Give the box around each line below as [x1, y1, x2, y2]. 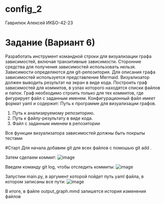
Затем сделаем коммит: [5, 154, 57, 160]
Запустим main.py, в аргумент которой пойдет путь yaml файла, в [5, 173, 144, 179]
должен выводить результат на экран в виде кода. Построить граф [5, 79, 147, 85]
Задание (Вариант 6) [5, 37, 95, 48]
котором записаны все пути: [5, 178, 66, 184]
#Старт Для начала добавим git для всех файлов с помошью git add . [5, 144, 152, 151]
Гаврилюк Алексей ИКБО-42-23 [5, 20, 73, 26]
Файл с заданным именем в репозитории [12, 120, 100, 126]
